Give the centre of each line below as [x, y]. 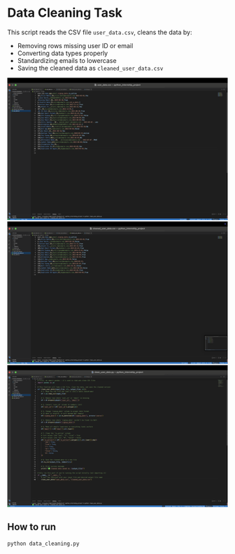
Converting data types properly [63, 53]
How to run [32, 526]
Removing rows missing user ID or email [75, 45]
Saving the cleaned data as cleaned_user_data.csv [90, 68]
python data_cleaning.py [43, 544]
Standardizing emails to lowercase [67, 60]
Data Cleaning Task [65, 13]
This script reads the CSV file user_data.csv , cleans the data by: [100, 32]
